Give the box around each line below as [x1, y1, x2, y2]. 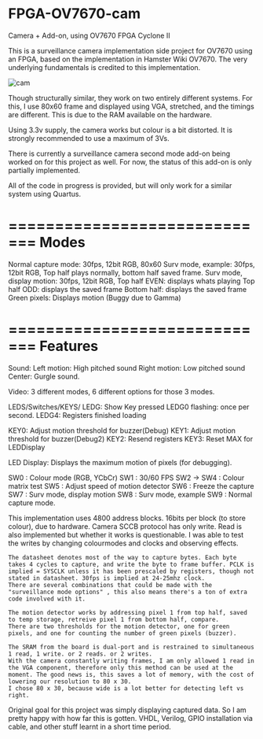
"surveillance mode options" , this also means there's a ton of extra [8, 588, 247, 596]
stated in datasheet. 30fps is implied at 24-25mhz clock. [8, 574, 206, 582]
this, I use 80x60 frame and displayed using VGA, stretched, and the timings [8, 102, 255, 111]
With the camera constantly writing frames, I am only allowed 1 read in [8, 656, 255, 665]
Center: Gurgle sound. [8, 371, 80, 381]
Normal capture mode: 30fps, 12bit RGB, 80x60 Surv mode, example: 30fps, [8, 259, 255, 268]
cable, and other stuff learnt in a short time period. [8, 722, 171, 731]
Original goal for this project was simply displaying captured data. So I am [8, 705, 247, 715]
